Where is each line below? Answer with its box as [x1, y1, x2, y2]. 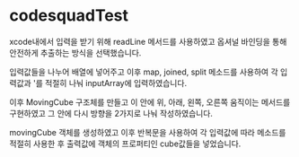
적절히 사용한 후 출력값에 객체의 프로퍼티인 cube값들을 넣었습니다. [9, 138, 242, 149]
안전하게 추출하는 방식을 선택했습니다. [9, 47, 142, 58]
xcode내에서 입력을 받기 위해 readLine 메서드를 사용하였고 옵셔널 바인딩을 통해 [9, 36, 287, 47]
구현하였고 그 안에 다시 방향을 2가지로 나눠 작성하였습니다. [9, 108, 214, 118]
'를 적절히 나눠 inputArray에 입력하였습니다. [32, 77, 187, 88]
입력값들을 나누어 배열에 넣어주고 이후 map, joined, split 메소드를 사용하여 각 [9, 66, 278, 77]
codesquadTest [9, 5, 128, 26]
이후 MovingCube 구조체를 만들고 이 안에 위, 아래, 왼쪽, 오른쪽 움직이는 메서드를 [9, 96, 291, 108]
